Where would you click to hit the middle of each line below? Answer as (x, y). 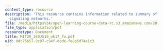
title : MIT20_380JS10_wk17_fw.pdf (40, 37)
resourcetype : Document (29, 32)
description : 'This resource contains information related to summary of (81, 14)
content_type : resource (29, 9)
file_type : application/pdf (33, 28)
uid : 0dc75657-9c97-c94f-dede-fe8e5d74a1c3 (50, 41)
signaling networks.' (31, 18)
